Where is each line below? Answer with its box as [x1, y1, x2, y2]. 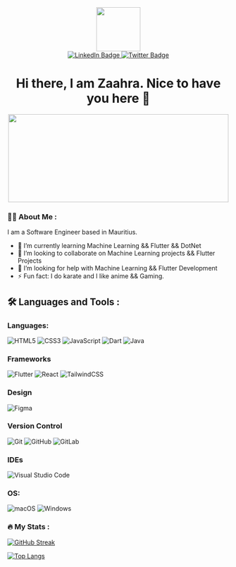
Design [7, 387, 32, 397]
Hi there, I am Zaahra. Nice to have [15, 75, 221, 92]
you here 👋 [86, 91, 151, 106]
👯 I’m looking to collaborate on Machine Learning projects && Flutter [17, 249, 216, 258]
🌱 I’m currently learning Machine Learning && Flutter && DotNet [17, 242, 202, 250]
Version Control [7, 421, 63, 431]
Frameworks [7, 354, 51, 363]
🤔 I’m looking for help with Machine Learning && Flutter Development [17, 264, 218, 273]
